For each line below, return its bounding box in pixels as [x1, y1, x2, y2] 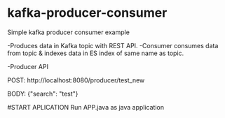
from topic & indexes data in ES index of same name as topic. [7, 49, 184, 57]
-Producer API [7, 62, 49, 71]
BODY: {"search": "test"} [7, 89, 79, 98]
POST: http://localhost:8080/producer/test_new [7, 75, 145, 84]
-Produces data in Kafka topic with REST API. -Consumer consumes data [7, 41, 219, 50]
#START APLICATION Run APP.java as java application [7, 103, 165, 111]
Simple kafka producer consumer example [7, 28, 130, 36]
